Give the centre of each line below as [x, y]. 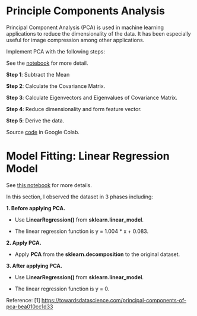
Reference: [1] [23, 300]
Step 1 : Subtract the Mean [38, 74]
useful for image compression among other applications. [75, 40]
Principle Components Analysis [85, 11]
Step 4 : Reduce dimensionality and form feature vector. [74, 109]
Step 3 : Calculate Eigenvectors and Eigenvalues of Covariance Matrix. [92, 97]
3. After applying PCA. [34, 266]
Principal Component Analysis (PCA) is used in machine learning [85, 27]
